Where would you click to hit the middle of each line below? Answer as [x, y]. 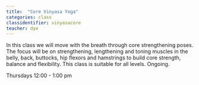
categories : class [29, 17]
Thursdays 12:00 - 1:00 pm [39, 75]
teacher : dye [22, 28]
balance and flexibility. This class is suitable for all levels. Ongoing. [88, 64]
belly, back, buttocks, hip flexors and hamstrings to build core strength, [94, 58]
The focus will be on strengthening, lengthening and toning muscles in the [97, 52]
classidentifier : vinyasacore [44, 23]
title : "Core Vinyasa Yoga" [42, 12]
